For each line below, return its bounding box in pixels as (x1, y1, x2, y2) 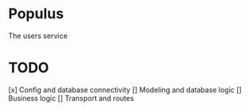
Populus (8, 5, 64, 23)
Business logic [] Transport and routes (8, 93, 134, 103)
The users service (8, 31, 68, 40)
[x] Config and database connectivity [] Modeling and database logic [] (8, 85, 242, 94)
